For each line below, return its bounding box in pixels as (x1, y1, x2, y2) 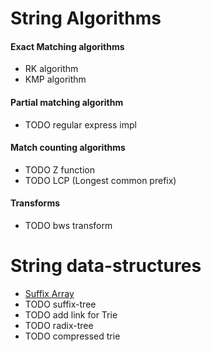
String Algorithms (10, 7, 162, 30)
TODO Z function (24, 163, 95, 176)
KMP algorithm (24, 73, 87, 86)
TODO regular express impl (24, 118, 137, 131)
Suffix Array (24, 287, 75, 299)
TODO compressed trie (24, 330, 121, 342)
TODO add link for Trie (24, 308, 118, 321)
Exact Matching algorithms (10, 40, 125, 52)
